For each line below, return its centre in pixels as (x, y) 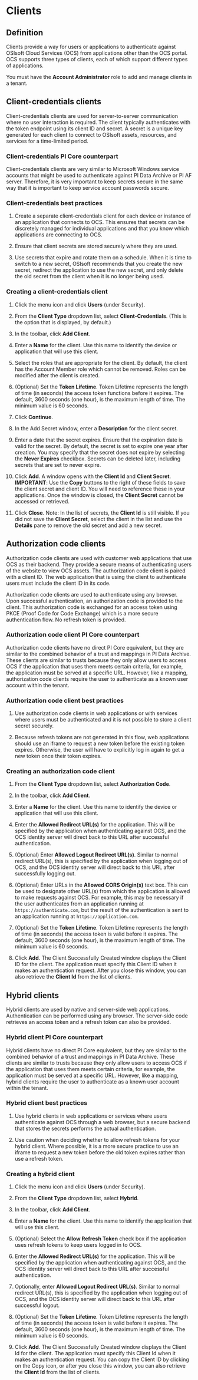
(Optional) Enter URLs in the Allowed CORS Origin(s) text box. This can (101, 885)
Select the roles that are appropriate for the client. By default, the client (101, 363)
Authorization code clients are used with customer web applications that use (99, 558)
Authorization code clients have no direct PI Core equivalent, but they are (95, 647)
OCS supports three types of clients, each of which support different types (97, 59)
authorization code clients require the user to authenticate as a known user (97, 679)
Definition (24, 33)
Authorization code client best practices (65, 700)
